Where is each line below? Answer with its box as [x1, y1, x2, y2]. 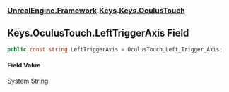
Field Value [7, 61, 41, 70]
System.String [7, 77, 49, 85]
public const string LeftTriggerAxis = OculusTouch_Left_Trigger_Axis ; [7, 46, 223, 53]
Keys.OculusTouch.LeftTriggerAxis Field [7, 27, 189, 39]
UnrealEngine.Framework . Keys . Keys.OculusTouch [7, 6, 185, 15]
